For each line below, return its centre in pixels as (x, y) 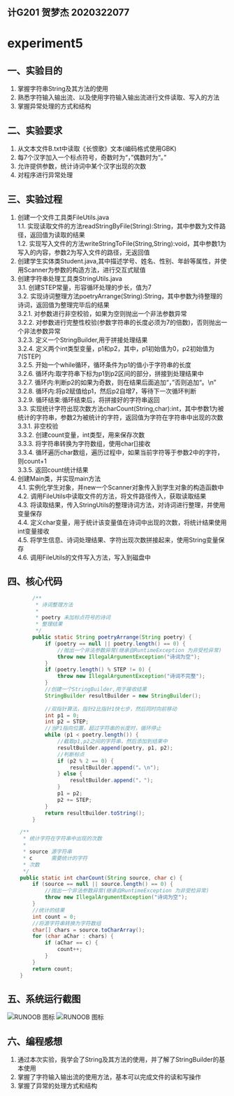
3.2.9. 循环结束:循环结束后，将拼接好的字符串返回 (88, 400)
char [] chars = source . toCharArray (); (89, 930)
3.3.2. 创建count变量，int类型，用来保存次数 (81, 435)
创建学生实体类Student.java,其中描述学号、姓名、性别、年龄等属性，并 (119, 261)
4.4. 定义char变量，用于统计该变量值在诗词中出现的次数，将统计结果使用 (122, 522)
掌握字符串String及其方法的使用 (63, 89)
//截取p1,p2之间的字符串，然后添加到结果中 (112, 742)
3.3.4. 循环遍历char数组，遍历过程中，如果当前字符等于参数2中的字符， (120, 452)
